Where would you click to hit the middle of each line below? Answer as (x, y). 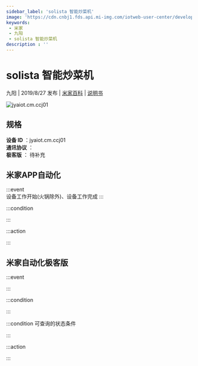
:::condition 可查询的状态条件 (41, 324)
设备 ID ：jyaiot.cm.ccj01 (36, 140)
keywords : (18, 22)
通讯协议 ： (20, 147)
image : (14, 17)
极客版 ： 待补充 (26, 154)
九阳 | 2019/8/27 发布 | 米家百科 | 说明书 (55, 93)
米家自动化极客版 (37, 263)
